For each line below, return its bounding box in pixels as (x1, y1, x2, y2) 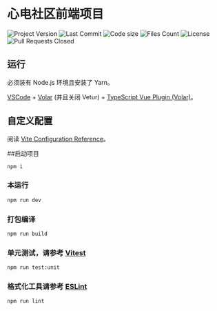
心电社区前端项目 (7, 6, 105, 22)
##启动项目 (7, 149, 39, 157)
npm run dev (7, 197, 41, 203)
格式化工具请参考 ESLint (7, 281, 87, 291)
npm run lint (7, 298, 45, 305)
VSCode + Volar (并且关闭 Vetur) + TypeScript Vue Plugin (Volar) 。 (7, 92, 198, 101)
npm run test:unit (7, 264, 60, 271)
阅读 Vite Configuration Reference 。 (7, 134, 110, 143)
